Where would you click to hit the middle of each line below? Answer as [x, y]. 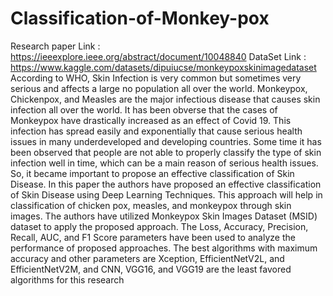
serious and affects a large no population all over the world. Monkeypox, [159, 88]
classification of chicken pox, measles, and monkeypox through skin [151, 205]
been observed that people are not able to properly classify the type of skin [166, 152]
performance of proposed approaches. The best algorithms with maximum [164, 248]
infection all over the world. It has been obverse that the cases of [144, 109]
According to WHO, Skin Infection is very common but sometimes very [156, 78]
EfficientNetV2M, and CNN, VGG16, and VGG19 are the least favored [151, 269]
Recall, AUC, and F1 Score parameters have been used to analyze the [153, 237]
